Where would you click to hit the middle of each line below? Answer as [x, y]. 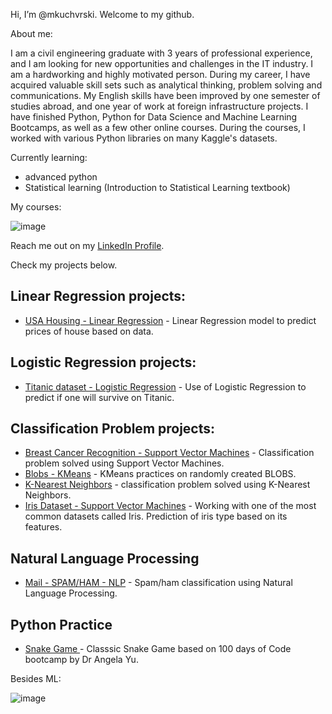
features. [43, 527]
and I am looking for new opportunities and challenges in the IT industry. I [162, 63]
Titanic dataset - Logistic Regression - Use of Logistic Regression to [165, 386]
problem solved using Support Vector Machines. [124, 463]
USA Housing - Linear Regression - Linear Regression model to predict [170, 320]
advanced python [61, 177]
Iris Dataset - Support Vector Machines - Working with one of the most [170, 506]
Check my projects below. [64, 265]
